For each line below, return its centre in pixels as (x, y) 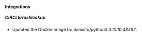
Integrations (18, 7)
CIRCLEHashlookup (25, 18)
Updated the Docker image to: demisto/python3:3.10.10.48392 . (74, 29)
